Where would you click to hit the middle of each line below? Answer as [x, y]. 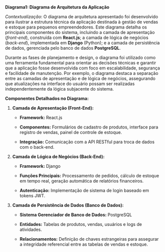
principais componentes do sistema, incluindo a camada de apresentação [80, 32]
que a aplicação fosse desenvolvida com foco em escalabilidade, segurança [82, 68]
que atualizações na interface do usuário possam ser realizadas [70, 84]
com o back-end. [37, 147]
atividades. [31, 229]
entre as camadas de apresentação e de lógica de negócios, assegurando [80, 79]
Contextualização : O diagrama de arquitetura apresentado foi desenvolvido [82, 16]
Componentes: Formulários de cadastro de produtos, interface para [89, 127]
